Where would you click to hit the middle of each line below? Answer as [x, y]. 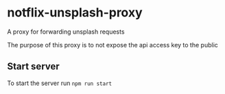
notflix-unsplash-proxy [75, 13]
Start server [33, 67]
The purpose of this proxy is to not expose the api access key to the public [113, 45]
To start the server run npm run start [59, 83]
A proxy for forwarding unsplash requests [66, 32]
